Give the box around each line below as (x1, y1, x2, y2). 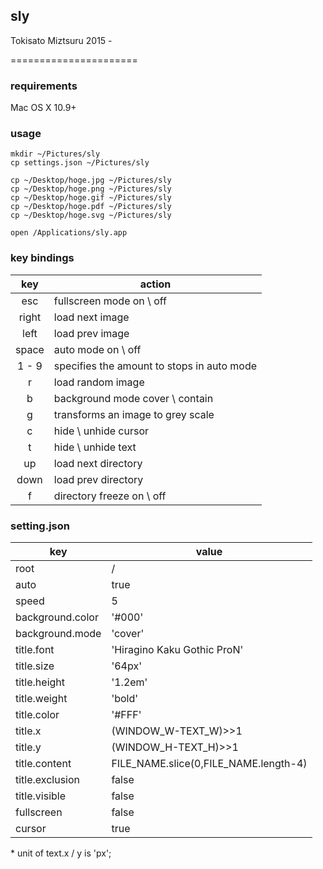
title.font (15, 643, 55, 656)
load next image (53, 310, 130, 324)
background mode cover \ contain (53, 391, 214, 405)
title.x (15, 724, 42, 738)
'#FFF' (111, 708, 142, 721)
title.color (15, 708, 60, 721)
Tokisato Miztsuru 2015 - (10, 34, 113, 46)
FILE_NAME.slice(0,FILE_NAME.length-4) (111, 757, 308, 770)
